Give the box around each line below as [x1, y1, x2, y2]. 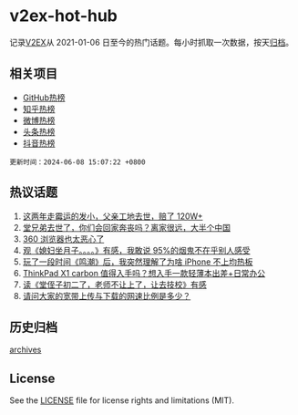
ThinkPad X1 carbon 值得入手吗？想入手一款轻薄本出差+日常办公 [22, 267, 266, 278]
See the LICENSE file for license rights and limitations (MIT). [9, 395, 235, 406]
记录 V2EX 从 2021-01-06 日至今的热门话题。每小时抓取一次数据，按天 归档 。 [9, 36, 294, 47]
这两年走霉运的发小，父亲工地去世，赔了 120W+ [22, 211, 203, 222]
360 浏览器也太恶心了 [22, 233, 105, 244]
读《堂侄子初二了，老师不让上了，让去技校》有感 [22, 279, 207, 290]
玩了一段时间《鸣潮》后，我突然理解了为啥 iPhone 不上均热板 [22, 256, 253, 267]
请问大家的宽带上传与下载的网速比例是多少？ [22, 290, 191, 301]
